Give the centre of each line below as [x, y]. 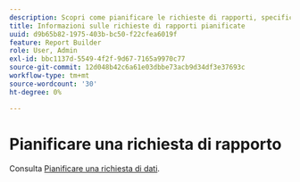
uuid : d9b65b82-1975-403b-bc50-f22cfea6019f [93, 34]
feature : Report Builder [55, 42]
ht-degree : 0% [36, 92]
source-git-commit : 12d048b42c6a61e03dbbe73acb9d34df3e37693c [127, 68]
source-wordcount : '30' [54, 84]
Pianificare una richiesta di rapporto [146, 144]
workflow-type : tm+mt [50, 76]
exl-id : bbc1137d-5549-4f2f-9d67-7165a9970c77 [97, 59]
